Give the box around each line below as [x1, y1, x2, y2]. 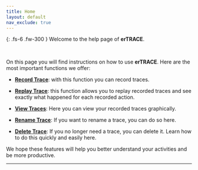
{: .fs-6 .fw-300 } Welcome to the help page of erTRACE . [6, 36, 145, 43]
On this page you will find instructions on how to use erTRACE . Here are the [6, 58, 190, 65]
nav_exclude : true [6, 19, 51, 25]
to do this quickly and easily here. [14, 134, 97, 141]
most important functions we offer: [6, 65, 91, 72]
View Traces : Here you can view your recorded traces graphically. [14, 105, 177, 112]
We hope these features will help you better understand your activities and [6, 145, 187, 153]
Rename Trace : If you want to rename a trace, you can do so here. [14, 116, 177, 124]
